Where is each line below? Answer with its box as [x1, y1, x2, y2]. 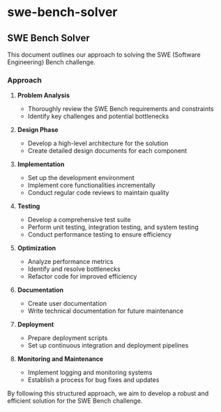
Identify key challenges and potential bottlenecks [27, 112, 169, 121]
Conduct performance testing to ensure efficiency [27, 230, 172, 239]
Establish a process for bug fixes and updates [27, 376, 160, 384]
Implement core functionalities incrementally [27, 181, 155, 189]
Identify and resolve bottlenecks [27, 265, 121, 273]
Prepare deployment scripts [27, 334, 108, 342]
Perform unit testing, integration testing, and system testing [27, 223, 199, 231]
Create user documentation [27, 300, 107, 308]
